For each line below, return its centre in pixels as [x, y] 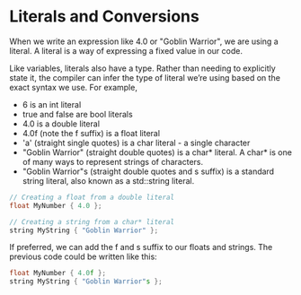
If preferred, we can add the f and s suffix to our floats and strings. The [141, 247]
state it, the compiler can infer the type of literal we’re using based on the [145, 77]
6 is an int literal [52, 104]
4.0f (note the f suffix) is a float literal [91, 133]
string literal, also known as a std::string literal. [108, 180]
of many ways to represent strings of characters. [113, 161]
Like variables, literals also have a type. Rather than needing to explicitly [142, 68]
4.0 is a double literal [61, 124]
